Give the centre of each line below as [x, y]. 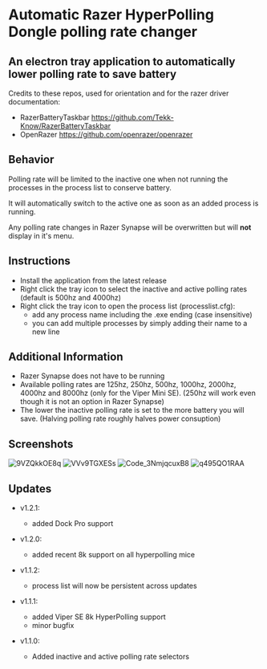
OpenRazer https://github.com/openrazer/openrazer [106, 135]
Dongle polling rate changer [103, 32]
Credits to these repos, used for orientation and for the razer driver [119, 93]
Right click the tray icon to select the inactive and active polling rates [133, 289]
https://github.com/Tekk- [132, 117]
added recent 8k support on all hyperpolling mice [113, 555]
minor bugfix [53, 626]
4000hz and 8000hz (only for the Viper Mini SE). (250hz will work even [138, 393]
